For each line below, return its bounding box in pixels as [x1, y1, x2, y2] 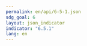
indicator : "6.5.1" [5, 25, 55, 32]
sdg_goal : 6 [5, 14, 35, 20]
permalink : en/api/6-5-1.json [5, 8, 82, 15]
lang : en [5, 31, 28, 37]
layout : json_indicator [5, 20, 65, 26]
